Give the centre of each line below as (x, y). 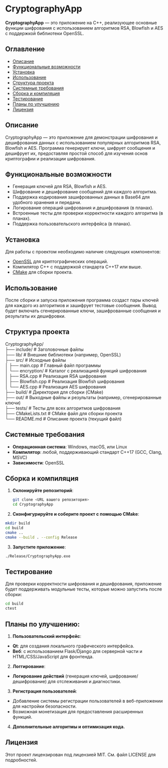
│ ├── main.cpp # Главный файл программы (53, 365)
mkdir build (18, 523)
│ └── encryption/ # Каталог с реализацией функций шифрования (76, 370)
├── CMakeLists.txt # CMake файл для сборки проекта (64, 413)
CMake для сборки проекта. (42, 272)
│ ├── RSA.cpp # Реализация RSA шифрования (56, 376)
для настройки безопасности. (44, 706)
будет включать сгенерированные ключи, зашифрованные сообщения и (83, 311)
